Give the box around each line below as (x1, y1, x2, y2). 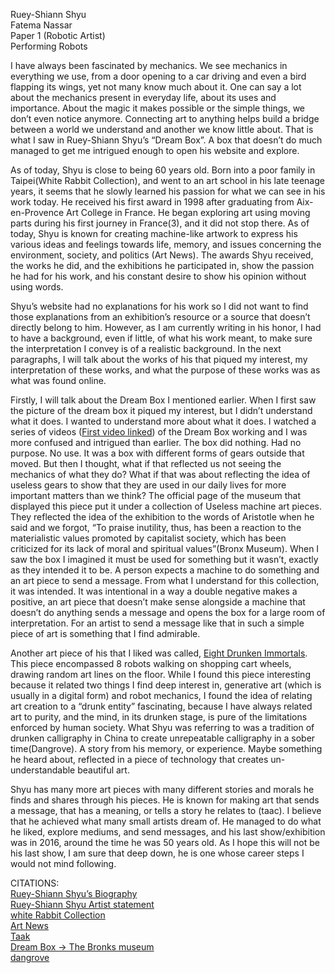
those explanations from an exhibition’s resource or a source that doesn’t (10, 311, 311, 323)
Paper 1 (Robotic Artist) (10, 30, 106, 41)
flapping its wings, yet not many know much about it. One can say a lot (10, 81, 302, 93)
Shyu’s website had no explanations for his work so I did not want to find (10, 300, 309, 312)
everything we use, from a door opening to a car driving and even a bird (10, 70, 307, 82)
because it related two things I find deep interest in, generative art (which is (10, 679, 322, 691)
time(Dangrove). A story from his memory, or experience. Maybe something (10, 743, 323, 754)
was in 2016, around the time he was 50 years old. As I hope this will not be (10, 837, 321, 848)
